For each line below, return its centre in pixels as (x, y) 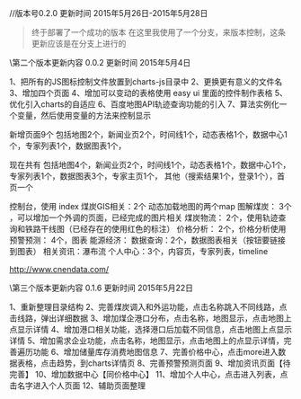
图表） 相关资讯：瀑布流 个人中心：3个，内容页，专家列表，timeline (142, 251)
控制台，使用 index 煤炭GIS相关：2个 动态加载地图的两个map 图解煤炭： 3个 (150, 206)
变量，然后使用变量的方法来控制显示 (84, 115)
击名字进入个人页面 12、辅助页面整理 (78, 386)
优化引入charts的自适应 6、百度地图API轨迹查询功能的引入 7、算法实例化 (145, 104)
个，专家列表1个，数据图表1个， (68, 146)
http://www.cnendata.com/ (59, 269)
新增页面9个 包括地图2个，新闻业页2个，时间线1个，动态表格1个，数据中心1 (148, 134)
